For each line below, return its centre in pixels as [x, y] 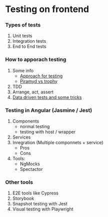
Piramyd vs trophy [38, 81]
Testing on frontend [47, 9]
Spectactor [31, 169]
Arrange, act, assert [33, 92]
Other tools [19, 182]
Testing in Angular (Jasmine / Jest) [49, 110]
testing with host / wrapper [48, 132]
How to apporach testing [36, 60]
